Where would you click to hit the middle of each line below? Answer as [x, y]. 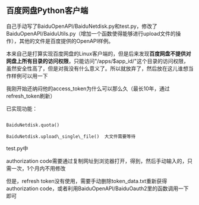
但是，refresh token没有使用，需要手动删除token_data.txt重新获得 [87, 181]
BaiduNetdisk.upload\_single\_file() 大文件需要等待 [71, 136]
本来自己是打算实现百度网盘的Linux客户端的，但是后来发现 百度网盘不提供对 [99, 53]
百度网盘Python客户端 [47, 11]
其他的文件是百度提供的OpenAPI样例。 [66, 41]
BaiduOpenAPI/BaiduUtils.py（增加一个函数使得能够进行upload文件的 [91, 33]
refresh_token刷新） [31, 96]
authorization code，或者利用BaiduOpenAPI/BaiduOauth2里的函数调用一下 [97, 188]
